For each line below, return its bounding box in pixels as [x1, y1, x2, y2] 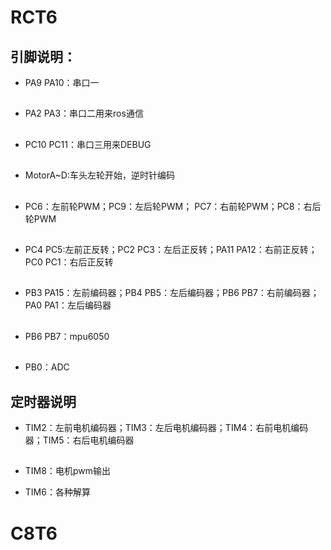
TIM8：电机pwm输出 [24, 465, 111, 477]
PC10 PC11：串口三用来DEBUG [24, 138, 152, 150]
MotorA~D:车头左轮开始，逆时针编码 [24, 169, 175, 181]
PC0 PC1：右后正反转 [24, 256, 114, 268]
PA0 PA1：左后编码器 [24, 299, 112, 311]
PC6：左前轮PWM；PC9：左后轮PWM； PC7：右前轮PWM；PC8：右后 [24, 200, 322, 212]
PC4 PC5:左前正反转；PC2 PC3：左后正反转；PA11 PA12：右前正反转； [24, 243, 318, 255]
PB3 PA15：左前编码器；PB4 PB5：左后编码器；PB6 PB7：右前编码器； [24, 287, 320, 299]
